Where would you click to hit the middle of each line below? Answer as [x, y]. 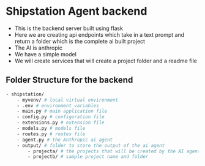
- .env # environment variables [58, 105]
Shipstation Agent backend [76, 11]
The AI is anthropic [38, 48]
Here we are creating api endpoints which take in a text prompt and [99, 34]
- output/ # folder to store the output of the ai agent [91, 145]
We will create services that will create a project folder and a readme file [106, 61]
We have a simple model [46, 54]
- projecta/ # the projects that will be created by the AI [106, 151]
